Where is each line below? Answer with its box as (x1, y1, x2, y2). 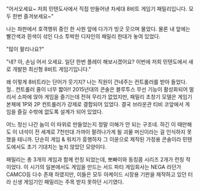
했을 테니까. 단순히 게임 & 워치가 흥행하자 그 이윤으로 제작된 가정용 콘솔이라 (6, 136, 181, 143)
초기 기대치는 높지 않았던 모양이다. (26, 143, 107, 150)
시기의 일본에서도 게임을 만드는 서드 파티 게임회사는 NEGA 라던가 (29, 164, 181, 170)
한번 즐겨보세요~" (12, 13, 54, 20)
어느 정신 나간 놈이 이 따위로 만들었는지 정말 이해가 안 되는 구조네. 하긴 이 (6, 121, 176, 128)
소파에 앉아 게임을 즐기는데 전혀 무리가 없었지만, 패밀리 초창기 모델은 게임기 (17, 93, 193, 100)
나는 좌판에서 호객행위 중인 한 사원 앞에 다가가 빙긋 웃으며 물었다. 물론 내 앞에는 (6, 26, 191, 32)
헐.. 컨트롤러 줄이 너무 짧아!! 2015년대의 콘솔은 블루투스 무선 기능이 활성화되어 (6, 86, 188, 93)
